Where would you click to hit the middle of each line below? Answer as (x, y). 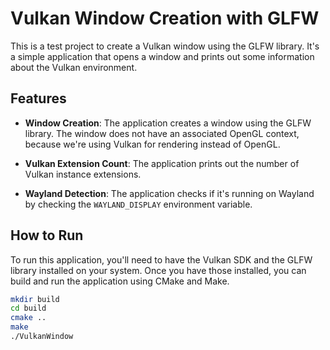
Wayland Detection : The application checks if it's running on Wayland (169, 193)
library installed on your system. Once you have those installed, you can (158, 270)
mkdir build (35, 299)
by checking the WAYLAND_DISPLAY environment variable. (138, 204)
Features (38, 98)
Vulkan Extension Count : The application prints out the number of (162, 163)
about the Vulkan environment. (74, 67)
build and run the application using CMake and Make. (120, 281)
